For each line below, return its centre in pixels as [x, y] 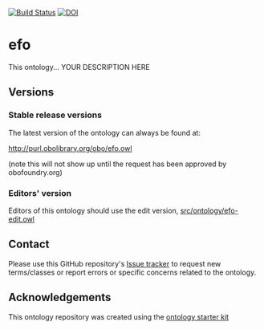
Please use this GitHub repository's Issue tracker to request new [115, 263]
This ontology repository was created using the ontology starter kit [119, 316]
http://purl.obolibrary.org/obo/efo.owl [70, 148]
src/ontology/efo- [209, 210]
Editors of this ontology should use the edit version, [93, 210]
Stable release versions [55, 115]
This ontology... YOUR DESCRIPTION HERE [79, 67]
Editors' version [40, 193]
